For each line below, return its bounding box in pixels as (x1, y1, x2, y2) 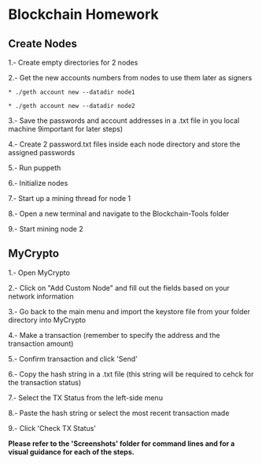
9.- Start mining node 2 (8, 225, 84, 233)
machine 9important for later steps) (8, 124, 124, 133)
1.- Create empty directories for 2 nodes (8, 58, 138, 67)
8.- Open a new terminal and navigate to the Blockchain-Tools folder (8, 209, 230, 218)
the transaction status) (8, 377, 82, 387)
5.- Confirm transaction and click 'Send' (8, 354, 138, 363)
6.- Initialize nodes (8, 179, 68, 187)
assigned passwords (8, 148, 76, 157)
